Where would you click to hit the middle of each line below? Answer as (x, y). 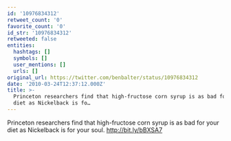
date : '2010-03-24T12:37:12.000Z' (57, 84)
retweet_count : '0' (35, 20)
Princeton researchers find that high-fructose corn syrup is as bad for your (113, 122)
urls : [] (26, 71)
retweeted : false (32, 39)
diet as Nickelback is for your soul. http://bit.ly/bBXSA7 (85, 130)
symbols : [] (31, 58)
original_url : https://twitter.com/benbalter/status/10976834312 (102, 77)
